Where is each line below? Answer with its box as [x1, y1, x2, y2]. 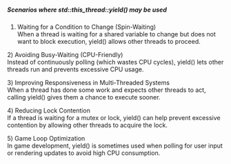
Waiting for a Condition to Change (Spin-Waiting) [17, 23, 157, 31]
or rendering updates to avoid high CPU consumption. [7, 148, 161, 157]
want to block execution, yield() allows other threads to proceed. [17, 37, 201, 45]
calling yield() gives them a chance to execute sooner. [7, 93, 161, 101]
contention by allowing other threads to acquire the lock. [7, 121, 168, 129]
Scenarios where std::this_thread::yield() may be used [7, 5, 168, 14]
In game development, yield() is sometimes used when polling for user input [7, 141, 223, 150]
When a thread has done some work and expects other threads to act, [7, 86, 206, 94]
